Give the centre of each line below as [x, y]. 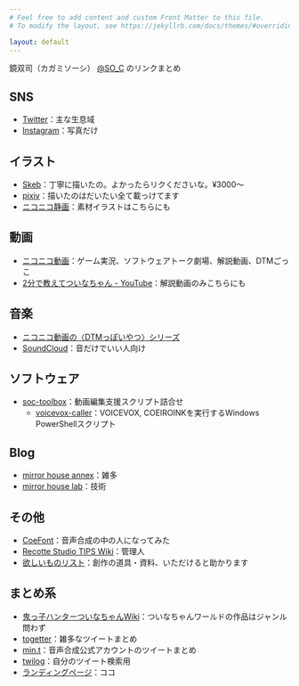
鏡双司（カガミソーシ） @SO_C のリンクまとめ [95, 69]
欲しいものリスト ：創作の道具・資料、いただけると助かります [135, 563]
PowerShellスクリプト [76, 424]
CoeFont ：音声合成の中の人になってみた [96, 541]
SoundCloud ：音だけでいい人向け [84, 347]
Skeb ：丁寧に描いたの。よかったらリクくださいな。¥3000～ [133, 184]
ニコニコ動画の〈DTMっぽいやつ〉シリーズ [101, 337]
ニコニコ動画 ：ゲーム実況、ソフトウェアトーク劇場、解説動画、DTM [148, 260]
